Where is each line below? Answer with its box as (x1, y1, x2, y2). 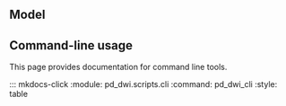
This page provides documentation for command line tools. (9, 62, 228, 73)
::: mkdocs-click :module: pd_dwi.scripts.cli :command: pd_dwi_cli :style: (9, 79, 278, 90)
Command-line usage (9, 38, 133, 53)
